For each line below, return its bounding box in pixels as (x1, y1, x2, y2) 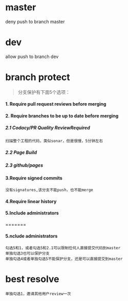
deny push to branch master (5, 18, 65, 25)
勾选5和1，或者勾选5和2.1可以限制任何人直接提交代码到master (5, 245, 121, 250)
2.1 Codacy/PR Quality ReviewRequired (5, 125, 91, 131)
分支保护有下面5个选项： (17, 89, 71, 95)
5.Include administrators (5, 210, 59, 216)
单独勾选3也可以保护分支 (5, 251, 50, 256)
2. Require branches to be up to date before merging (5, 113, 119, 119)
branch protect (5, 71, 70, 83)
